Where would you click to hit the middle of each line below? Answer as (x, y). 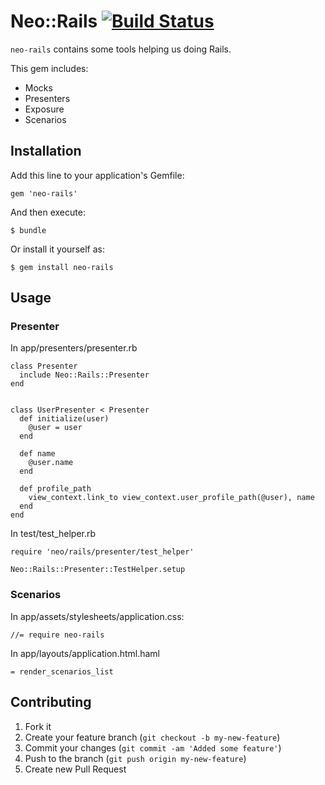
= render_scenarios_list (62, 671)
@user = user (55, 428)
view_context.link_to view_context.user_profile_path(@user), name (171, 498)
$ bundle (28, 230)
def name (37, 454)
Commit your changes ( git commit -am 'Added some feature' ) (153, 747)
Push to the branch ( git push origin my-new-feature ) (135, 758)
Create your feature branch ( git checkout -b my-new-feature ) (152, 737)
